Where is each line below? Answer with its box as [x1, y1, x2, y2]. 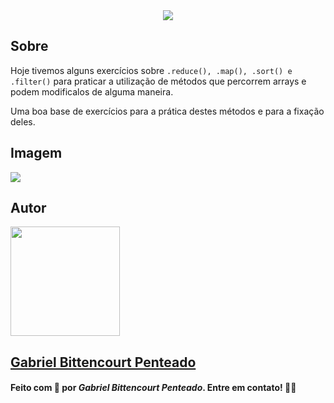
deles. [10, 115, 36, 128]
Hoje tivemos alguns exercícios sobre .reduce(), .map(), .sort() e [10, 64, 293, 76]
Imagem [10, 145, 63, 162]
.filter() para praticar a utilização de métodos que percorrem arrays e [10, 75, 307, 87]
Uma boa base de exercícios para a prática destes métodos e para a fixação [10, 105, 325, 117]
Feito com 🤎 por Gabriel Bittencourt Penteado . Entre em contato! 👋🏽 [10, 382, 297, 394]
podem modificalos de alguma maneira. [10, 85, 174, 98]
